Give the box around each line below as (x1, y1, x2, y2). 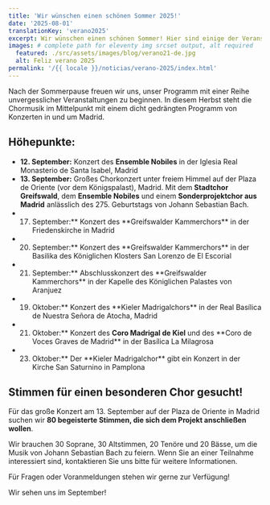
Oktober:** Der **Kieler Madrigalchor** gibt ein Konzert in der (31, 354, 241, 363)
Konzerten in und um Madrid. (8, 112, 105, 122)
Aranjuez (31, 285, 63, 295)
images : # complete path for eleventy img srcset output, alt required (8, 42, 253, 50)
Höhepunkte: (8, 135, 76, 149)
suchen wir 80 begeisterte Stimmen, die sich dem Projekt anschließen (8, 416, 247, 425)
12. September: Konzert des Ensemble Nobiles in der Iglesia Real (19, 156, 239, 166)
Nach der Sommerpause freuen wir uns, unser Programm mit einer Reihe (8, 86, 250, 96)
